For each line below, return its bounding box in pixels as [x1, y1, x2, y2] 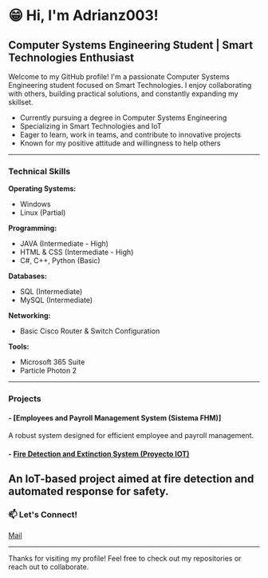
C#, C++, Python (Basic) [19, 256, 101, 265]
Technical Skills [8, 165, 71, 177]
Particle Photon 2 [19, 366, 77, 376]
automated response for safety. [8, 484, 169, 498]
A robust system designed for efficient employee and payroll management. [8, 431, 254, 440]
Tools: [8, 342, 30, 352]
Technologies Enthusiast [8, 50, 134, 64]
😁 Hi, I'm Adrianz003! [8, 6, 160, 25]
